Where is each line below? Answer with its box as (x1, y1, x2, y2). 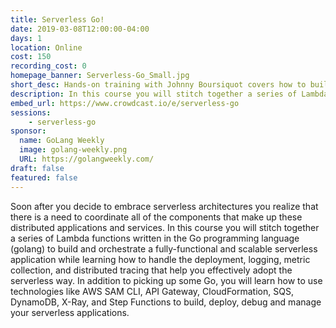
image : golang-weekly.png (19, 145, 128, 155)
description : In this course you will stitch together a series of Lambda (10, 89, 329, 99)
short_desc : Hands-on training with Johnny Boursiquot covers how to (10, 80, 307, 90)
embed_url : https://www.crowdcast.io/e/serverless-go (10, 98, 240, 108)
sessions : (10, 107, 52, 118)
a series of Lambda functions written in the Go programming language (10, 232, 300, 244)
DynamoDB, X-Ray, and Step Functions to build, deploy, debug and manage (10, 296, 322, 308)
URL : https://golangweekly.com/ (19, 154, 155, 164)
